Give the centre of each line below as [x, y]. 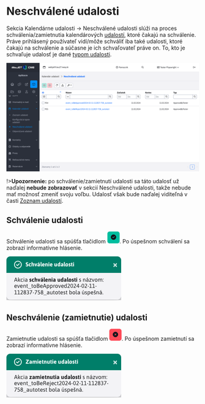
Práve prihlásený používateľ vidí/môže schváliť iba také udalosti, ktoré [95, 41]
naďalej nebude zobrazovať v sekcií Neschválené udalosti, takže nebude [99, 188]
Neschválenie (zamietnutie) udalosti [77, 317]
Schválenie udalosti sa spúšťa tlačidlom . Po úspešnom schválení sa [98, 242]
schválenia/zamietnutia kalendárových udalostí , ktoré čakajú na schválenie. [101, 34]
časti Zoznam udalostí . [35, 201]
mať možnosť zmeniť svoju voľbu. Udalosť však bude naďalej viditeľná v [97, 194]
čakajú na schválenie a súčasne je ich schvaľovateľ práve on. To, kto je [96, 48]
